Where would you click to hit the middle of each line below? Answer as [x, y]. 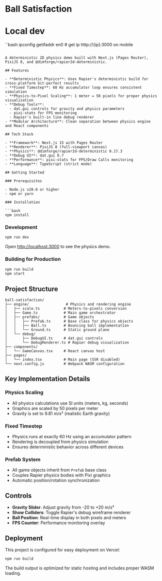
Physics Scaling [24, 393]
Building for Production [33, 259]
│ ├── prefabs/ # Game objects [50, 317]
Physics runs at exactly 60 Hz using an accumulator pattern [72, 437]
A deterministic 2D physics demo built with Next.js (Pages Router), [77, 58]
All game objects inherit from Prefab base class [59, 470]
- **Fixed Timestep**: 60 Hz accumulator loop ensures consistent [73, 88]
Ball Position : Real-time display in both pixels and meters [69, 518]
